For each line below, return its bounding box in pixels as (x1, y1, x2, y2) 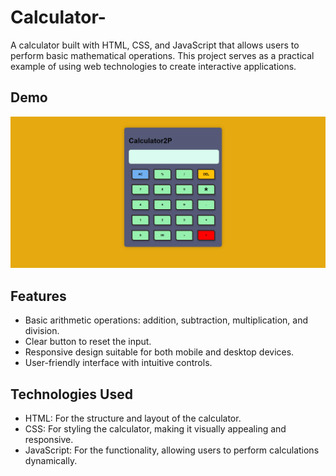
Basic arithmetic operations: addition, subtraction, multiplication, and (24, 314, 308, 326)
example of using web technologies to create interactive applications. (10, 60, 297, 72)
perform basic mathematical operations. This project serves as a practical (10, 49, 315, 61)
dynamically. (24, 455, 78, 467)
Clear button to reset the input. (24, 336, 152, 348)
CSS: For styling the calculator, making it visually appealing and (24, 423, 287, 435)
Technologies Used (10, 386, 133, 403)
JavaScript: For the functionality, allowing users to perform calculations (24, 444, 320, 456)
